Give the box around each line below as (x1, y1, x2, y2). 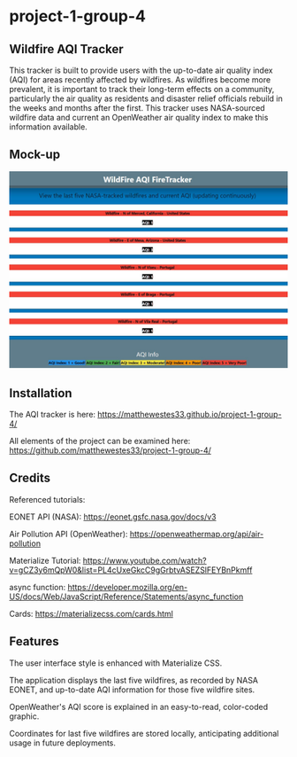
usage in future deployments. (9, 737, 117, 748)
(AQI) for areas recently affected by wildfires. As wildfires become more (9, 74, 271, 85)
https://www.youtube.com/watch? (82, 555, 208, 566)
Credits (9, 471, 51, 486)
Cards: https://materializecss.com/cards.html (9, 608, 174, 619)
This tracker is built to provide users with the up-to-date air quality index (9, 65, 273, 75)
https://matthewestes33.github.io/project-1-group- (96, 409, 282, 419)
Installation (9, 386, 72, 401)
